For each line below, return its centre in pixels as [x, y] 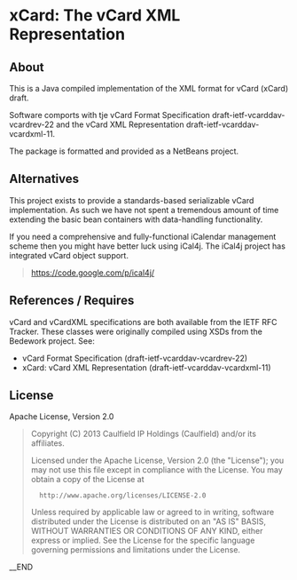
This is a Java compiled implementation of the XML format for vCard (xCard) [149, 88]
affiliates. [47, 443]
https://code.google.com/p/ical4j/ [93, 273]
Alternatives [44, 179]
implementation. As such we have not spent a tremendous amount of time [144, 210]
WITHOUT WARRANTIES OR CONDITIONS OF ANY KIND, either [147, 531]
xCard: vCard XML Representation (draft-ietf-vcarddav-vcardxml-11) [147, 367]
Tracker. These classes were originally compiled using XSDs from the [136, 331]
